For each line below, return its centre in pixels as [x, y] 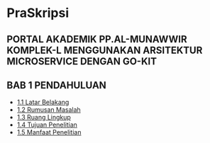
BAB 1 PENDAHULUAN [57, 85]
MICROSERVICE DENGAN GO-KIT [82, 61]
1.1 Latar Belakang [43, 102]
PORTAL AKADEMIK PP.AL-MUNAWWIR [97, 39]
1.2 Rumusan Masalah [49, 110]
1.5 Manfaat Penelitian [49, 132]
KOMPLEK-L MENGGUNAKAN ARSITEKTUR [105, 50]
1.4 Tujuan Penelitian [47, 125]
